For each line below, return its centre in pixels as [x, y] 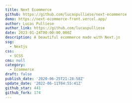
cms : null [15, 60]
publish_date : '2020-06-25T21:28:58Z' [45, 79]
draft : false [19, 74]
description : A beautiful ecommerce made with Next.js [63, 38]
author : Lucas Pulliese [30, 24]
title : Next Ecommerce [28, 10]
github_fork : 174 [23, 93]
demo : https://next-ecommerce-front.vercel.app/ [56, 19]
